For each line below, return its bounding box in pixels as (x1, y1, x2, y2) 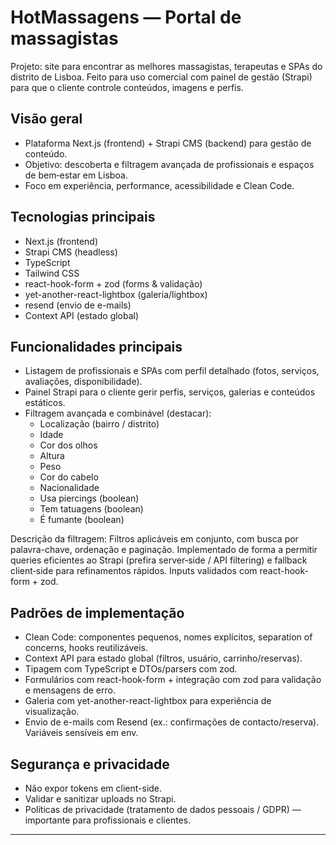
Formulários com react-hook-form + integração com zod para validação (24, 674, 322, 686)
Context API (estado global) (24, 309, 140, 321)
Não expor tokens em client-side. (24, 782, 163, 794)
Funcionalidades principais (10, 338, 183, 355)
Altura (39, 450, 65, 462)
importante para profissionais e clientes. (24, 814, 192, 826)
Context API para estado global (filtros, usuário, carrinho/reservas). (24, 652, 303, 665)
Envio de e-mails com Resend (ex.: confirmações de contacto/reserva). (24, 716, 320, 728)
